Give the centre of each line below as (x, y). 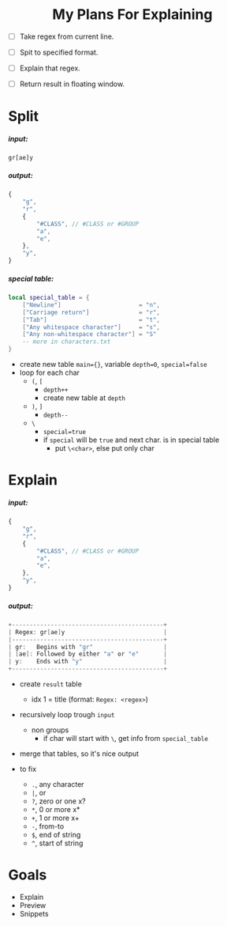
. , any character (58, 784)
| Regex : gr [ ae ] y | (88, 632)
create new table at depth (84, 398)
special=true (65, 433)
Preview (33, 905)
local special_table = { (49, 298)
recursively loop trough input (67, 715)
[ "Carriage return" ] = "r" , (91, 312)
